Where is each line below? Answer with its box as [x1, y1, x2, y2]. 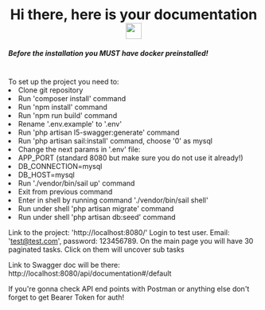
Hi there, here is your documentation [10, 6, 258, 24]
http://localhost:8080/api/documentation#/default [8, 269, 172, 278]
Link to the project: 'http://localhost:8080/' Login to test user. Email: [8, 228, 230, 237]
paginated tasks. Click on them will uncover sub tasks [8, 245, 185, 254]
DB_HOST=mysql [18, 170, 76, 180]
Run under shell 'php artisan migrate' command [18, 204, 174, 214]
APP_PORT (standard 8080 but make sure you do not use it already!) [18, 153, 244, 163]
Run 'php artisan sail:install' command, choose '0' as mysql [18, 136, 213, 146]
